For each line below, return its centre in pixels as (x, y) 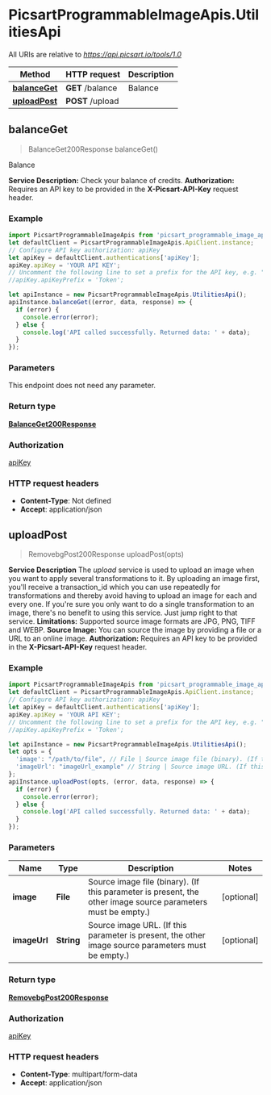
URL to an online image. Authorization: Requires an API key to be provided (133, 638)
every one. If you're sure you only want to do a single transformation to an (131, 604)
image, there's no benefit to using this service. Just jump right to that (123, 613)
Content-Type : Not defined (65, 501)
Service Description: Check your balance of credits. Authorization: (121, 180)
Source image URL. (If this (138, 926)
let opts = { (30, 752)
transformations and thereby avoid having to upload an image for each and (133, 596)
